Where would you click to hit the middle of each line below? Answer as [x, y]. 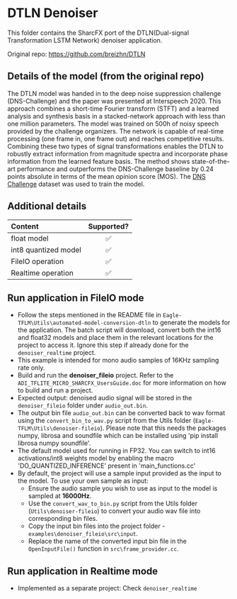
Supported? [109, 226]
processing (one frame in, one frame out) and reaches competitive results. [116, 138]
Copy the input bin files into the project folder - [97, 526]
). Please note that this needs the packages [163, 428]
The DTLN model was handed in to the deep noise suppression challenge [114, 93]
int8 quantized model [46, 250]
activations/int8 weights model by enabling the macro [96, 458]
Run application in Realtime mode [83, 571]
